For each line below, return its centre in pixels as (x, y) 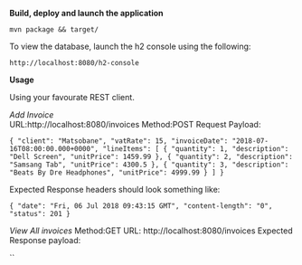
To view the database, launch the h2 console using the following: (130, 46)
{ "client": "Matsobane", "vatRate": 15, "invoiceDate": (119, 141)
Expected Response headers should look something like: (115, 189)
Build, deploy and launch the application (87, 13)
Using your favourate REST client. (72, 97)
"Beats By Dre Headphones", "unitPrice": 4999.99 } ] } (117, 173)
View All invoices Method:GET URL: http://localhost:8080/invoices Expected (151, 231)
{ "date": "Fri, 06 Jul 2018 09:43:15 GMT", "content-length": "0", (141, 206)
